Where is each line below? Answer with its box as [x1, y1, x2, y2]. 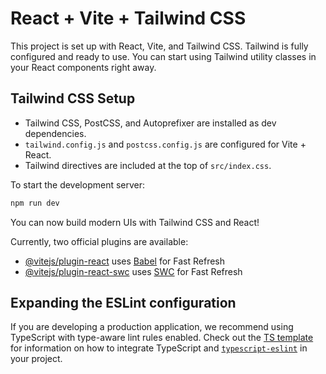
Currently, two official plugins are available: [10, 235, 189, 247]
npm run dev [10, 198, 60, 208]
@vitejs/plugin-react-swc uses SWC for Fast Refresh [24, 265, 243, 277]
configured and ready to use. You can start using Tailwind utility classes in [10, 50, 317, 62]
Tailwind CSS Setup [10, 90, 136, 107]
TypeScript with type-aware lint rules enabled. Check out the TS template [10, 332, 314, 344]
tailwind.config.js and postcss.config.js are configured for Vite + [24, 138, 307, 150]
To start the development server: [10, 178, 146, 191]
